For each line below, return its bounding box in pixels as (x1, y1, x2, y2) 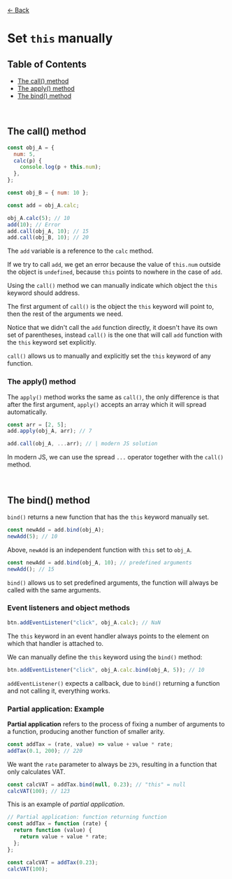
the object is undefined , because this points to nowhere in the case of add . (7, 268, 222, 276)
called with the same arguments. (7, 586, 101, 594)
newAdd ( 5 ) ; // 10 (7, 532, 58, 540)
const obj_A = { (7, 144, 55, 151)
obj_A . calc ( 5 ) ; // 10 (7, 214, 71, 221)
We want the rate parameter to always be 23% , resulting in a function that (7, 760, 217, 768)
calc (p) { (13, 157, 42, 164)
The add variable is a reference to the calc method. (7, 247, 154, 255)
